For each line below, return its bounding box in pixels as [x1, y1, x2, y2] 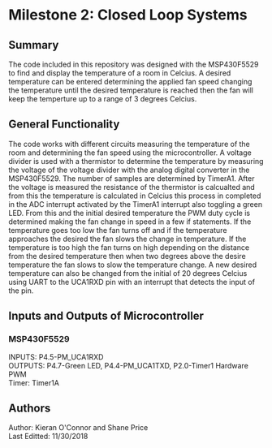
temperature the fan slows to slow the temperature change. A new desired [8, 260, 257, 269]
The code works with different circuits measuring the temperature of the [8, 139, 250, 149]
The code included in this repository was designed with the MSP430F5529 [8, 59, 259, 69]
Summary [8, 38, 59, 52]
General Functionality [8, 118, 120, 131]
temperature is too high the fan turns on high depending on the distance [8, 242, 250, 252]
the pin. [8, 286, 34, 295]
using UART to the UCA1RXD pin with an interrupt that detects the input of [8, 277, 256, 286]
